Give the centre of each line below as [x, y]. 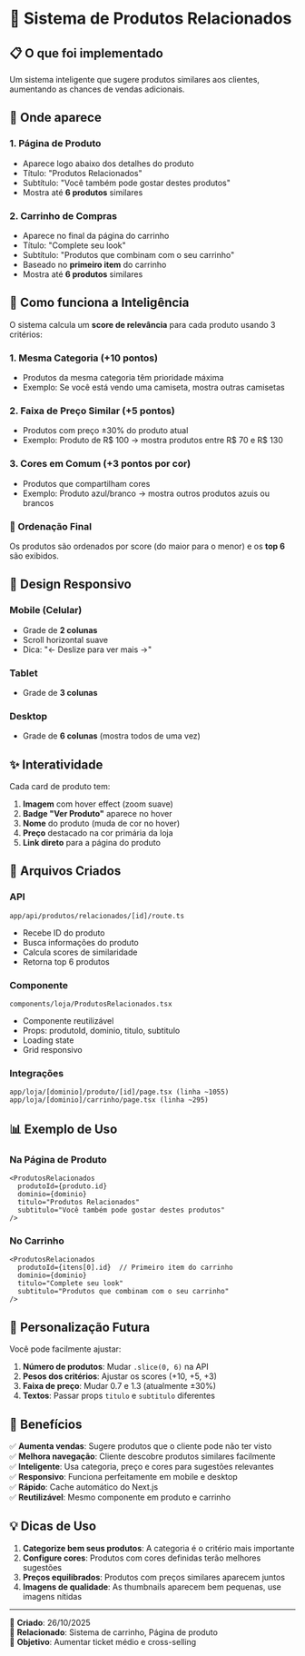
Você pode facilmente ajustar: [65, 1349]
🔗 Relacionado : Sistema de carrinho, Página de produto [113, 1632]
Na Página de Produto [58, 1159]
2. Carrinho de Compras [64, 215]
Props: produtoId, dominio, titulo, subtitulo [101, 1031]
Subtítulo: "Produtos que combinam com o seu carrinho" [128, 254]
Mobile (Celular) [46, 610]
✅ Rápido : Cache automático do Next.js [84, 1487]
